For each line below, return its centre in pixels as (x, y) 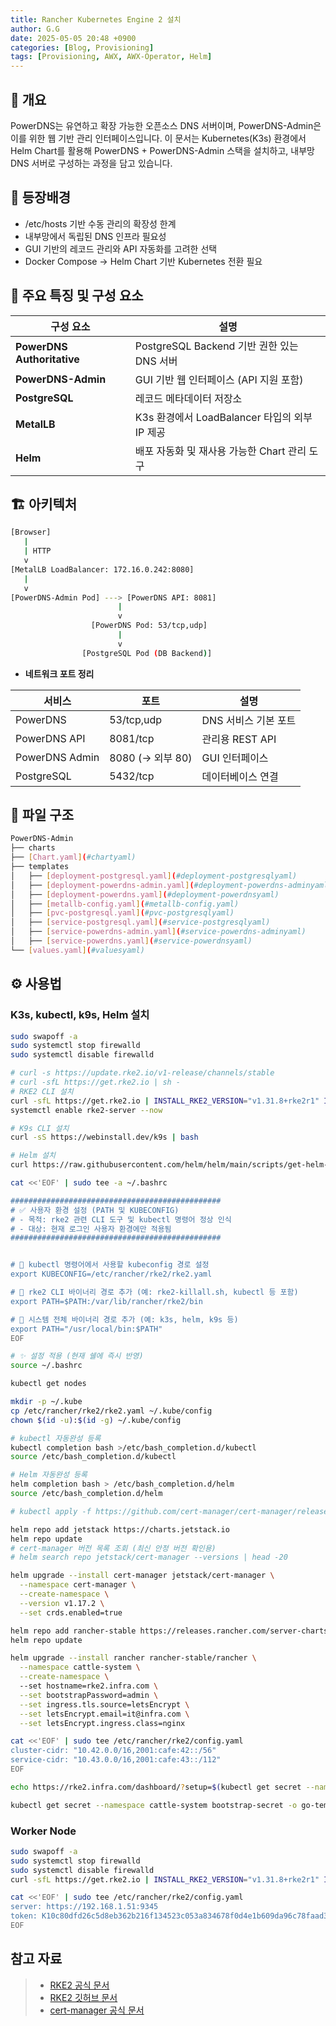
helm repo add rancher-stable (73, 1631)
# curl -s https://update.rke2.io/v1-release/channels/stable (142, 1073)
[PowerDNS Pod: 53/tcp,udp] (149, 626)
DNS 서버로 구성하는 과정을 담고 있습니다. (91, 163)
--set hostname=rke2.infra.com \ (89, 1686)
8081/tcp (132, 738)
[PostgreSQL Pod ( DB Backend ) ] (147, 653)
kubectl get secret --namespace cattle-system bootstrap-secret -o (154, 1805)
